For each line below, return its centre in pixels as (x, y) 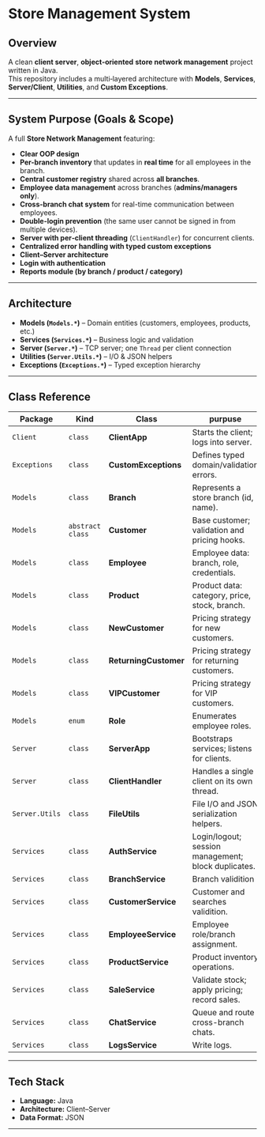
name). (205, 508)
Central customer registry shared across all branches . (109, 179)
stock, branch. (219, 606)
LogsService (133, 1045)
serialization (215, 814)
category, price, (221, 595)
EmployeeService (142, 935)
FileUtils (124, 814)
